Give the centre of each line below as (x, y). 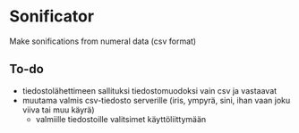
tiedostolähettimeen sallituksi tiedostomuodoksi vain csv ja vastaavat (149, 90)
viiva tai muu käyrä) (59, 110)
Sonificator (52, 17)
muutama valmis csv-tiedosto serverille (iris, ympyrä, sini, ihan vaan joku (156, 100)
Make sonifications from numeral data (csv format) (103, 41)
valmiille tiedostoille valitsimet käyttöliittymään (121, 119)
